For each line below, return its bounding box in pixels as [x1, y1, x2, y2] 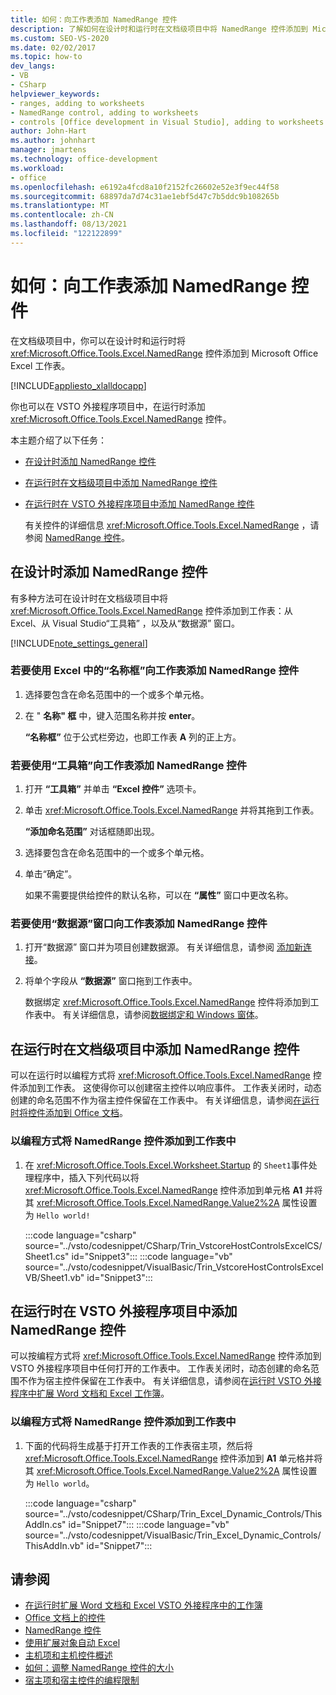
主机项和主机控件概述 [24, 1649, 113, 1661]
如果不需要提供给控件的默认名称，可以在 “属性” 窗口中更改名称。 [24, 889, 294, 901]
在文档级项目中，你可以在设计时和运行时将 [10, 334, 186, 346]
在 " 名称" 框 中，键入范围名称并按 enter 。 [24, 709, 201, 721]
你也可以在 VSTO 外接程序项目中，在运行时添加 [10, 400, 206, 412]
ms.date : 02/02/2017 [10, 42, 97, 53]
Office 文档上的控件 [24, 1612, 106, 1624]
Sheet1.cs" [24, 1250, 70, 1262]
